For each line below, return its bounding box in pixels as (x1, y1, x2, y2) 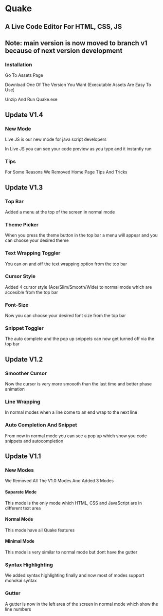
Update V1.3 (5, 183, 43, 191)
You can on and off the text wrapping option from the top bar (5, 261, 127, 267)
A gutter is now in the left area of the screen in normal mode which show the (5, 601, 159, 607)
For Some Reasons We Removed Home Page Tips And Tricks (5, 169, 127, 175)
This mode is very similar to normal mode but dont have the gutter (5, 549, 138, 555)
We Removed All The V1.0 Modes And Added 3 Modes (5, 478, 114, 484)
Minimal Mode (5, 538, 35, 544)
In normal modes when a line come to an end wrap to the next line (5, 409, 138, 415)
